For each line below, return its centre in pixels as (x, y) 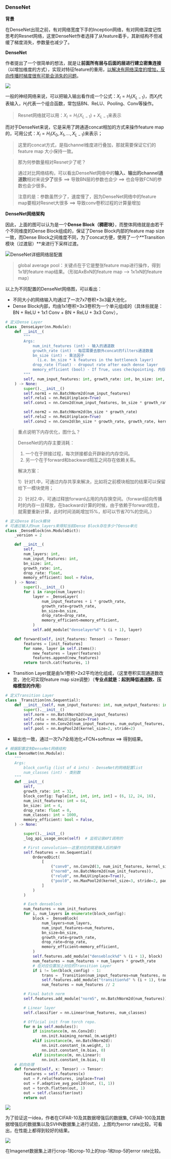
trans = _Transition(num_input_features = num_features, (101, 975)
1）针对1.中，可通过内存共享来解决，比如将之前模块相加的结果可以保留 (92, 481)
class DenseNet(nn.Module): (35, 754)
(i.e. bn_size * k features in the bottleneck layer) (95, 360)
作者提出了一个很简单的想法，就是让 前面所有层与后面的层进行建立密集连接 (83, 63)
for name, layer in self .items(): (60, 648)
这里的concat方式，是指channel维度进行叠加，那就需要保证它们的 (87, 145)
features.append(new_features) (66, 658)
